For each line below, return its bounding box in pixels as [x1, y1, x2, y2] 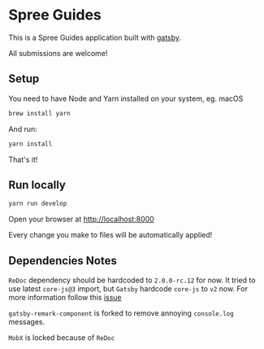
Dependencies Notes [8, 254, 118, 268]
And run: [8, 124, 38, 133]
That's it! [8, 155, 38, 164]
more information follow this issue [8, 293, 122, 302]
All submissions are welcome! [8, 48, 108, 58]
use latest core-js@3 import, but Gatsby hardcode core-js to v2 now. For [8, 284, 248, 294]
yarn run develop [8, 199, 67, 208]
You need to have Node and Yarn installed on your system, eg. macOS [8, 94, 244, 103]
